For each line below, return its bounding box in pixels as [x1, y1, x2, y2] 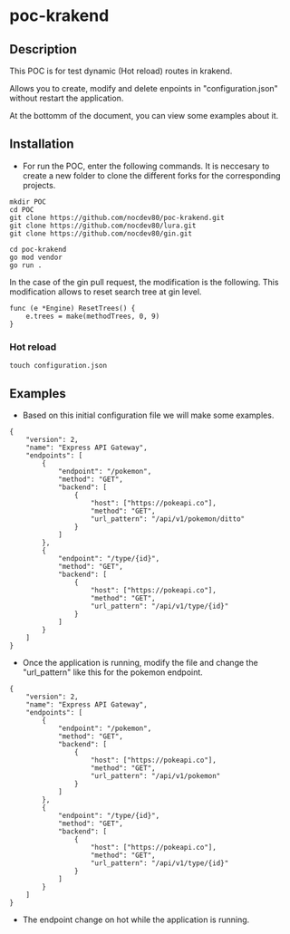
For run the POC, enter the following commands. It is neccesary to [22, 160, 270, 171]
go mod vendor [9, 253, 63, 262]
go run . [9, 260, 43, 270]
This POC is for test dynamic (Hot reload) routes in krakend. [9, 65, 233, 76]
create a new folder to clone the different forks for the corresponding [22, 169, 281, 181]
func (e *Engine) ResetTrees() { [9, 303, 136, 313]
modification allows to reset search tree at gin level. [9, 286, 202, 297]
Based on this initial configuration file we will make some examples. [22, 409, 275, 420]
